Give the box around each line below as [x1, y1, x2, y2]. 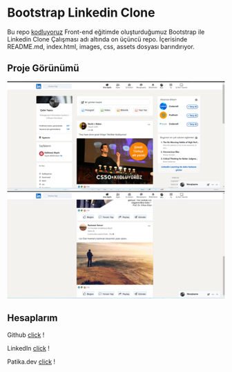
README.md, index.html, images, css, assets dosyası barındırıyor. [7, 42, 195, 50]
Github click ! [7, 331, 45, 339]
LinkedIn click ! [7, 344, 50, 352]
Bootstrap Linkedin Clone [7, 5, 155, 21]
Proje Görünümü [7, 62, 79, 74]
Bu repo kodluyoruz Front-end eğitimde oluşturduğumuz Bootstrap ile [7, 28, 205, 36]
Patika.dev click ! [7, 357, 56, 366]
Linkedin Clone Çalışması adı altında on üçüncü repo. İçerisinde [7, 35, 188, 43]
